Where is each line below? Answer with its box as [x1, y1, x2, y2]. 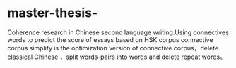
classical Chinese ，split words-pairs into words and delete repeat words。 [7, 53, 226, 61]
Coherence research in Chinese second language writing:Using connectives [7, 28, 230, 36]
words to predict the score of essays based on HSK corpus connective [7, 35, 213, 43]
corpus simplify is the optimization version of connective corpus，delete [7, 43, 219, 52]
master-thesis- [7, 5, 98, 21]
